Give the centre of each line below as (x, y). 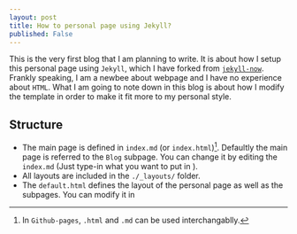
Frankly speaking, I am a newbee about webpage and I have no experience (146, 78)
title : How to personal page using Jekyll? (91, 26)
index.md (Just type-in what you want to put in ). (110, 166)
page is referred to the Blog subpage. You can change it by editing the (150, 157)
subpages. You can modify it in (78, 194)
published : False (41, 34)
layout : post (33, 17)
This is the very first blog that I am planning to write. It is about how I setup (145, 59)
